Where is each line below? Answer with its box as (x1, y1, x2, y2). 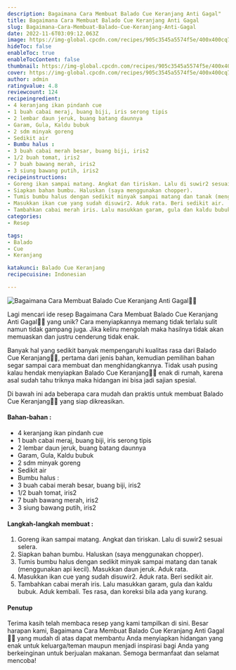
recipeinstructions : (7, 174, 68, 181)
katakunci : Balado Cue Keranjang (7, 264, 105, 271)
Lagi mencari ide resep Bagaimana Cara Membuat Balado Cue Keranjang (7, 310, 218, 318)
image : (7, 37, 27, 44)
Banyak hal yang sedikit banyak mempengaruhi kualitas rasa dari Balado (7, 346, 216, 354)
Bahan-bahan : (7, 413, 52, 422)
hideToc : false (7, 43, 52, 50)
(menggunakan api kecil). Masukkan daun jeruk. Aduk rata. (17, 565, 188, 574)
